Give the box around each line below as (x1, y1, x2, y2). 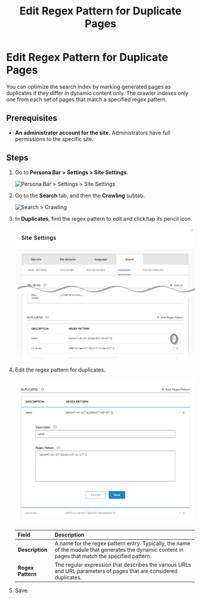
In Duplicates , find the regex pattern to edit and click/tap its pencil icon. (14, 215, 193, 222)
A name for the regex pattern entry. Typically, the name (54, 540, 190, 547)
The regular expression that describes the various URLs (54, 561, 191, 568)
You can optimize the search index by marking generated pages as (6, 83, 171, 90)
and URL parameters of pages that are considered (54, 567, 178, 574)
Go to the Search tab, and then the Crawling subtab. (14, 191, 145, 199)
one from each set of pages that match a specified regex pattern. (6, 96, 167, 103)
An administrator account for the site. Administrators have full (14, 129, 170, 136)
